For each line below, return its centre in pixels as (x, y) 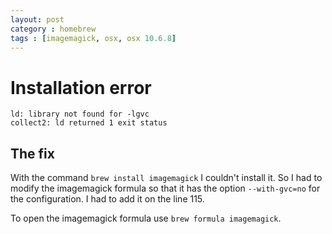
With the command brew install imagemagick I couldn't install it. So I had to (166, 178)
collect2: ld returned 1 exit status (89, 123)
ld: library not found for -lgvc (80, 114)
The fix (32, 153)
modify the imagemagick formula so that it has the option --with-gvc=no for (165, 188)
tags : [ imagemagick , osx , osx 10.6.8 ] (93, 38)
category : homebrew (53, 29)
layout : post (37, 19)
